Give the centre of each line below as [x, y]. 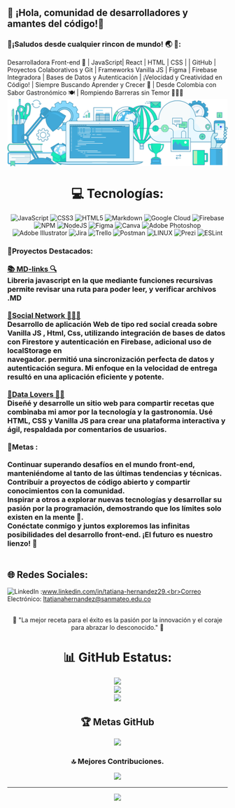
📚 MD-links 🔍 [32, 269]
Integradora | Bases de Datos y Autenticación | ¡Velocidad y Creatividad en [115, 77]
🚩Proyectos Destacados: [50, 251]
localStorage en [35, 350]
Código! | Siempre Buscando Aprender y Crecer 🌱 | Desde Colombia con [112, 84]
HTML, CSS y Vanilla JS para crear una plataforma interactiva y [116, 420]
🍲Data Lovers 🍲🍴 [36, 394]
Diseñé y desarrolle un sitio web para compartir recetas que [111, 403]
